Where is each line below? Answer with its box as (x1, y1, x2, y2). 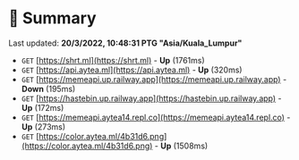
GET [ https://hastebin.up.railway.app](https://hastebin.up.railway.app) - (21, 93, 282, 104)
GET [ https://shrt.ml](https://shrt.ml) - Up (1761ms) (21, 55, 205, 65)
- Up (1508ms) (154, 140, 209, 151)
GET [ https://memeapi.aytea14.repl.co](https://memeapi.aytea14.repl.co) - (21, 112, 291, 122)
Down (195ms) (21, 83, 76, 94)
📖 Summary (8, 8, 97, 29)
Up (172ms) (21, 102, 64, 113)
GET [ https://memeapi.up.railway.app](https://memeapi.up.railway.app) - (21, 73, 287, 84)
